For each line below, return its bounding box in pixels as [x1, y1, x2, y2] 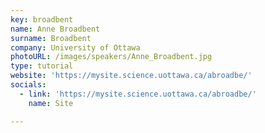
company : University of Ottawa [10, 42, 141, 53]
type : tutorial [10, 61, 74, 71]
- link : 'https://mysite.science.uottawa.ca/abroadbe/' [19, 89, 257, 99]
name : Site [28, 98, 74, 108]
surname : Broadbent [10, 33, 92, 43]
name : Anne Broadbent [10, 24, 101, 34]
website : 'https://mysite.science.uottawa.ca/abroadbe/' [10, 71, 253, 81]
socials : [10, 80, 47, 90]
